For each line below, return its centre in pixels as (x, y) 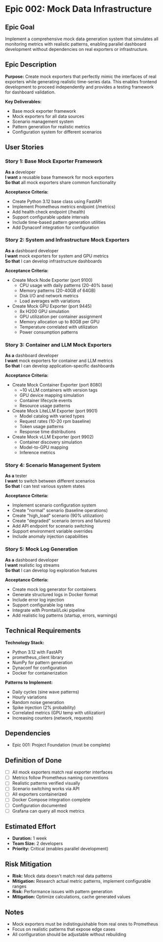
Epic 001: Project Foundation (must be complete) (61, 745)
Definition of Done (34, 760)
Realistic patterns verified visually (46, 783)
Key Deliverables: (23, 101)
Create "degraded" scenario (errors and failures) (61, 521)
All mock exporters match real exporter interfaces (62, 772)
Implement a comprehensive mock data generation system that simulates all (82, 39)
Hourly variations (29, 697)
